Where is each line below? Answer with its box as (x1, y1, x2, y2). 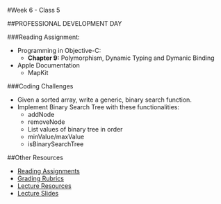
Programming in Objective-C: (17, 47, 101, 54)
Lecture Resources (17, 182, 72, 190)
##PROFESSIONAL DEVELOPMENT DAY (7, 19, 122, 27)
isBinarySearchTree (27, 140, 84, 148)
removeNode (27, 118, 65, 126)
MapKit (27, 69, 49, 77)
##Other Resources (7, 153, 64, 162)
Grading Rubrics (17, 174, 65, 182)
